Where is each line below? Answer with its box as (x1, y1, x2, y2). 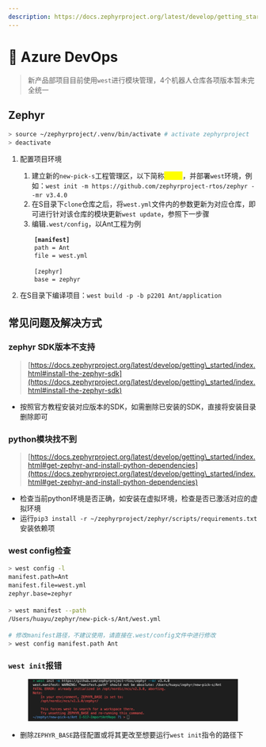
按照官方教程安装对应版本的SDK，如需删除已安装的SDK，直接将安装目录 (19, 401, 256, 412)
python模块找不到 (8, 433, 78, 444)
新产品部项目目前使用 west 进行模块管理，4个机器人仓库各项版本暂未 (27, 75, 248, 85)
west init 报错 (8, 661, 63, 672)
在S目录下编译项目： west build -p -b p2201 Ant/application (19, 290, 222, 301)
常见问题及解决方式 (8, 316, 102, 329)
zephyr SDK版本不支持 (8, 342, 96, 353)
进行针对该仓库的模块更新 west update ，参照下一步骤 (38, 209, 210, 219)
